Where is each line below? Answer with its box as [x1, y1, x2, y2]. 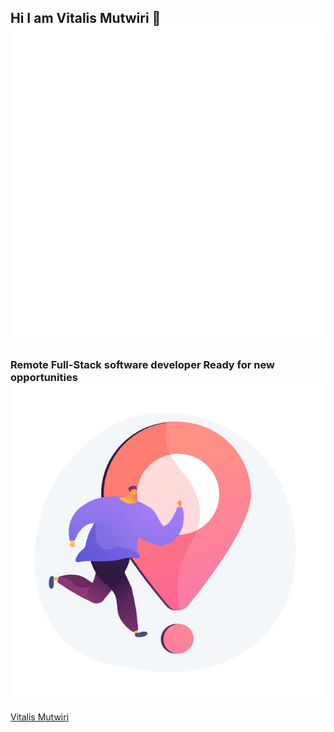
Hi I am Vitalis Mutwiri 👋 [10, 10, 162, 27]
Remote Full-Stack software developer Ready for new [10, 358, 275, 372]
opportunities [10, 371, 78, 385]
